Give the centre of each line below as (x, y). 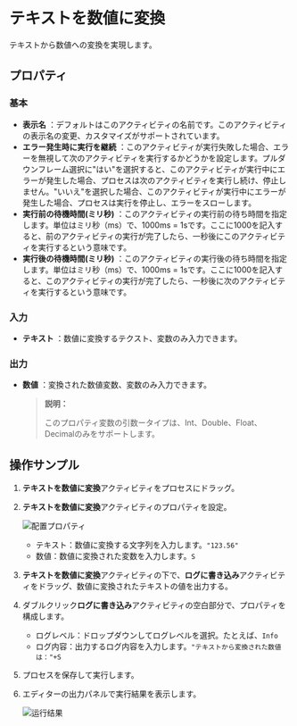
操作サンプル (45, 465)
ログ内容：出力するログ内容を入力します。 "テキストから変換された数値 (158, 647)
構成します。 (45, 616)
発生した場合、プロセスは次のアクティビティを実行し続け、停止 (162, 180)
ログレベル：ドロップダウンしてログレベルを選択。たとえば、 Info (157, 636)
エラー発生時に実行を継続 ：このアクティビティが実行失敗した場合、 (148, 146)
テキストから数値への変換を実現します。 (83, 45)
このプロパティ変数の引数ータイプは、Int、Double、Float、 (153, 423)
